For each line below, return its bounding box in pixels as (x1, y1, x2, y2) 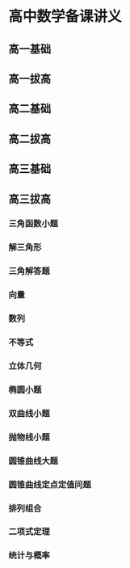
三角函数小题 (8, 218, 59, 229)
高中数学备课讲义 (8, 7, 123, 26)
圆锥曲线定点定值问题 (8, 478, 91, 490)
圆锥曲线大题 (8, 455, 59, 466)
